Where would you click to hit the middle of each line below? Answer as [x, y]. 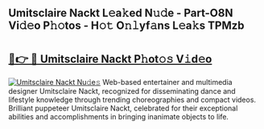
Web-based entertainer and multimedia [167, 82]
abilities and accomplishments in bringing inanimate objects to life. [119, 117]
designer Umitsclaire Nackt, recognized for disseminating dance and [122, 91]
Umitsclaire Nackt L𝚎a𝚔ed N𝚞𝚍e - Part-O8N [121, 13]
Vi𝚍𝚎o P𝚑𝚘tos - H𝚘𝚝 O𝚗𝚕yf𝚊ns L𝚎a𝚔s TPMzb [126, 26]
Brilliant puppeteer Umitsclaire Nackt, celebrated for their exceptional [123, 108]
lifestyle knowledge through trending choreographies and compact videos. [132, 100]
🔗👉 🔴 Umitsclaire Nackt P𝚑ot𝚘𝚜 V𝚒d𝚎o [110, 59]
